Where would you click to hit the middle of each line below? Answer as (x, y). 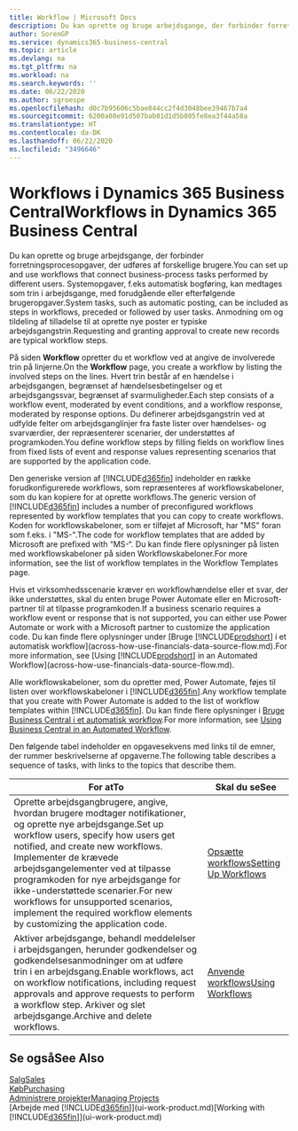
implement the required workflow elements (103, 912)
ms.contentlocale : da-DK (55, 133)
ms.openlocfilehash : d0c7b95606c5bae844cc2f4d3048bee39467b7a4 (129, 108)
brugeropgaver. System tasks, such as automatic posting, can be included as (149, 302)
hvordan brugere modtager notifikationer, (100, 813)
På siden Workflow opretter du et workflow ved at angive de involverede (142, 357)
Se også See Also (57, 1058)
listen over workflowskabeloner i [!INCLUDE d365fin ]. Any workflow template (148, 691)
